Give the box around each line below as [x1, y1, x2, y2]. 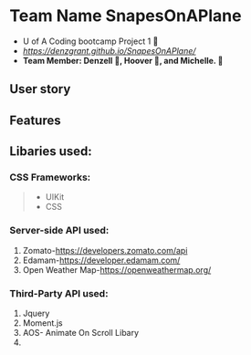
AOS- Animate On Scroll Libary [22, 328, 140, 338]
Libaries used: [9, 143, 93, 160]
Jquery [22, 308, 50, 318]
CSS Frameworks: [9, 171, 91, 183]
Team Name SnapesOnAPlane [9, 5, 242, 26]
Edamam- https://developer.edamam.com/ [22, 255, 181, 266]
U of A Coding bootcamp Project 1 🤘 [22, 36, 159, 47]
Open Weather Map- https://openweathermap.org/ [22, 264, 212, 275]
